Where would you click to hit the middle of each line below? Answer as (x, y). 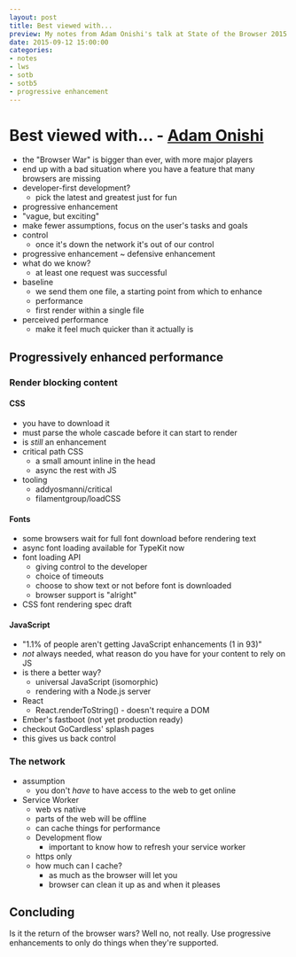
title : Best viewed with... (61, 26)
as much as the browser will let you (113, 875)
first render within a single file (90, 310)
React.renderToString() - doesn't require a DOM (122, 711)
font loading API (51, 557)
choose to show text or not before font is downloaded (133, 586)
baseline (38, 282)
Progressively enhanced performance (117, 357)
